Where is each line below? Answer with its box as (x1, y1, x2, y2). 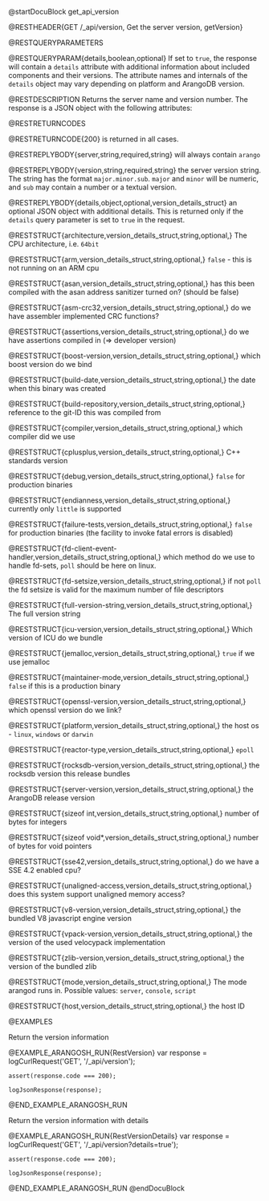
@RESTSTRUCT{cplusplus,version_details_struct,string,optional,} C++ (8, 447, 241, 457)
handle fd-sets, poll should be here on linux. (8, 561, 157, 570)
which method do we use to (163, 552, 255, 561)
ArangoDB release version (8, 793, 95, 802)
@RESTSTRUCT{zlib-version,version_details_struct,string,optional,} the (8, 953, 245, 963)
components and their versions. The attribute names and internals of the (8, 71, 248, 79)
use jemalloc (8, 657, 51, 666)
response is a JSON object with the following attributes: (8, 104, 193, 112)
